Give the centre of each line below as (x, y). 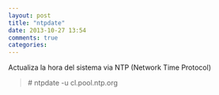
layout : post (30, 15)
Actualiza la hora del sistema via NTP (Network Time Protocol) (110, 67)
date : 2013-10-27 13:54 (47, 30)
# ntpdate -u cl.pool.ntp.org (73, 83)
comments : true (33, 38)
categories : (28, 45)
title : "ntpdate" (37, 23)
